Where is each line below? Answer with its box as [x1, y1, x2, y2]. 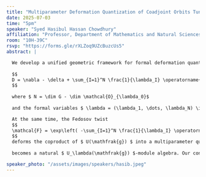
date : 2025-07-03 [6, 15, 51, 21]
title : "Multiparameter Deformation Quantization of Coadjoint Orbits [6, 9, 191, 15]
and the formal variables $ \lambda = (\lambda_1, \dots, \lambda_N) [12, 105, 193, 111]
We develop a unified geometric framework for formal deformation [12, 59, 185, 66]
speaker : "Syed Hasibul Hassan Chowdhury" [6, 26, 116, 32]
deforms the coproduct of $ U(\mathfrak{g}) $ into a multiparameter [12, 139, 193, 145]
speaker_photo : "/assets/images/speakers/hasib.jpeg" [6, 161, 147, 167]
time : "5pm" [6, 20, 37, 26]
